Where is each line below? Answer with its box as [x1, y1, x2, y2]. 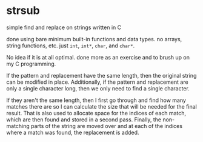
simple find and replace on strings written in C [6, 24, 122, 31]
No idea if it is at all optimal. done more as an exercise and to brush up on [6, 53, 190, 61]
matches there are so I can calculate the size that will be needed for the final [6, 103, 197, 110]
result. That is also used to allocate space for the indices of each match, [6, 109, 187, 117]
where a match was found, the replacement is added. [6, 129, 139, 136]
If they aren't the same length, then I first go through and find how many [6, 96, 187, 104]
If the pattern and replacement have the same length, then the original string [6, 72, 197, 79]
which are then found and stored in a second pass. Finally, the [6, 116, 162, 123]
